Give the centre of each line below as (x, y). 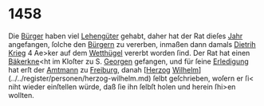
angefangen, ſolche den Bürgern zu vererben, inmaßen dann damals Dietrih (132, 44)
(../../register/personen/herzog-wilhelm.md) (80, 78)
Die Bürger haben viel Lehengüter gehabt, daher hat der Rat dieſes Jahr (126, 36)
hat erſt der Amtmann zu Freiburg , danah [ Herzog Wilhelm (104, 69)
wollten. (21, 95)
